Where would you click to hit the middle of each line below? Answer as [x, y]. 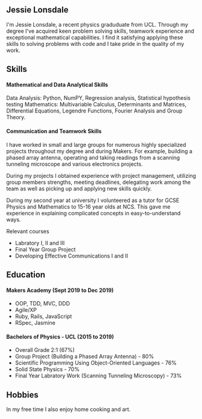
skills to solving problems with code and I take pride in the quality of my [95, 44]
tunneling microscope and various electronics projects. [74, 164]
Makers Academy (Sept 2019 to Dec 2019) [60, 290]
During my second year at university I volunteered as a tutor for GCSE [93, 200]
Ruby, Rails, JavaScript [43, 316]
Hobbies [23, 395]
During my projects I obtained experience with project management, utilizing [101, 175]
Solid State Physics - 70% [47, 369]
